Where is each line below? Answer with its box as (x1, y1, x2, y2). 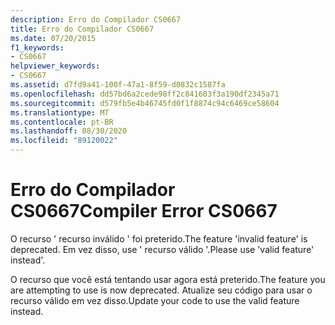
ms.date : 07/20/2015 (10, 33, 97, 43)
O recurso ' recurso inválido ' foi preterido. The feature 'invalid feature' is (10, 232, 308, 245)
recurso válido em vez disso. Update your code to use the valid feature (10, 294, 300, 306)
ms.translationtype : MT (10, 107, 110, 118)
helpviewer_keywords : (10, 61, 101, 71)
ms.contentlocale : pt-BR (10, 117, 114, 127)
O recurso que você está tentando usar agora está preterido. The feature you (10, 273, 326, 285)
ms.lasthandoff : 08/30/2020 (10, 126, 128, 136)
